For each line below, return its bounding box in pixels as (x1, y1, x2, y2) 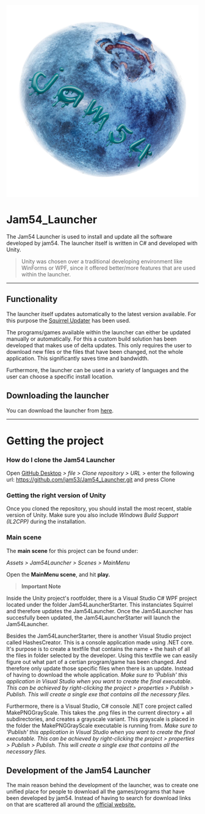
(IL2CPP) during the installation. (6, 518, 87, 525)
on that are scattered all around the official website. (6, 801, 136, 809)
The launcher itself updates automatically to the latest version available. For (6, 310, 196, 317)
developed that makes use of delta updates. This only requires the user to (6, 341, 192, 349)
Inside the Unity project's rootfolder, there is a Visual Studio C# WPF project (6, 594, 197, 602)
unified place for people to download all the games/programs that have (6, 788, 185, 795)
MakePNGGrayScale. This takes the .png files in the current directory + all (6, 708, 192, 716)
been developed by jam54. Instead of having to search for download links (6, 794, 191, 802)
